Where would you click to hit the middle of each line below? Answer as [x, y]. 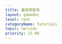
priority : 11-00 [22, 33]
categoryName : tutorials [31, 24]
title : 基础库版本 [23, 10]
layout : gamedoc [22, 15]
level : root [18, 19]
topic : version [21, 29]
